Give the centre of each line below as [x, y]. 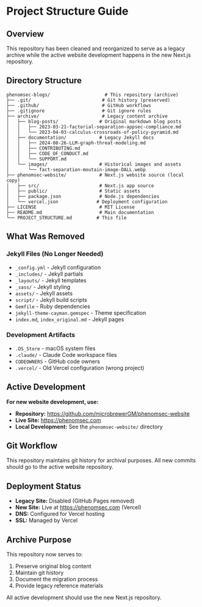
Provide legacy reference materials [59, 586]
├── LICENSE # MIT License [71, 207]
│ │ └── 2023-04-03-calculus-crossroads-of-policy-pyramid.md [92, 132]
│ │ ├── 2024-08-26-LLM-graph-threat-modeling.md [76, 143]
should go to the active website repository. [60, 467]
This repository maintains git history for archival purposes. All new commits [101, 460]
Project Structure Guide [67, 11]
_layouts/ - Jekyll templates [51, 280]
